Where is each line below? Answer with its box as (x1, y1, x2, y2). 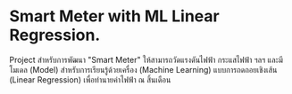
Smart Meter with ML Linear (9, 6, 221, 27)
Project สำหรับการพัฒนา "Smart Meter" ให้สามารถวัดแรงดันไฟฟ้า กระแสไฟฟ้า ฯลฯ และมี (9, 54, 284, 65)
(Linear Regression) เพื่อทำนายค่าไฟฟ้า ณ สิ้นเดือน (9, 74, 171, 85)
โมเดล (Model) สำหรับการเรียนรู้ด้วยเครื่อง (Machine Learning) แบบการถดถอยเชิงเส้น (9, 64, 278, 74)
